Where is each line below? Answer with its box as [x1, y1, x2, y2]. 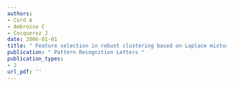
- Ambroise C [7, 23, 45, 30]
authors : [7, 10, 33, 17]
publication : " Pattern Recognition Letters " [7, 49, 145, 56]
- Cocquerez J [7, 29, 49, 37]
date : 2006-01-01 [7, 36, 58, 43]
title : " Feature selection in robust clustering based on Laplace [7, 42, 208, 49]
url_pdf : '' [7, 68, 42, 75]
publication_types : [7, 55, 64, 62]
